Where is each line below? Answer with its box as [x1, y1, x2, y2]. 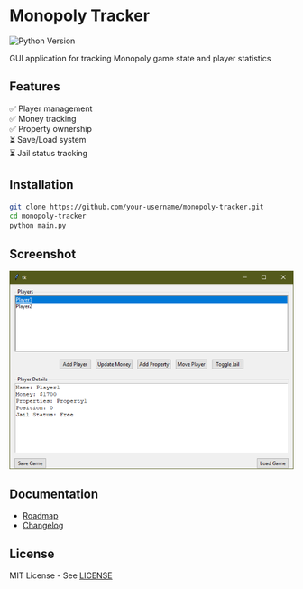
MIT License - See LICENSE [9, 570, 113, 581]
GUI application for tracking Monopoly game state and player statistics [9, 52, 271, 63]
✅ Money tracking [9, 113, 77, 124]
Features [9, 79, 60, 95]
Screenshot [9, 246, 77, 262]
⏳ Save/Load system [9, 134, 87, 145]
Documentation [9, 486, 99, 501]
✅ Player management [9, 103, 93, 114]
